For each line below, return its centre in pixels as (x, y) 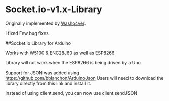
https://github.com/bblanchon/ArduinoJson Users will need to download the (85, 78)
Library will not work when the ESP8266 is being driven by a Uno (73, 62)
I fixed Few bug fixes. (28, 33)
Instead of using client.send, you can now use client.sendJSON (71, 93)
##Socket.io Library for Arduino (38, 43)
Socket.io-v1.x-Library (54, 9)
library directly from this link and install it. (48, 83)
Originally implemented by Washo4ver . (46, 23)
